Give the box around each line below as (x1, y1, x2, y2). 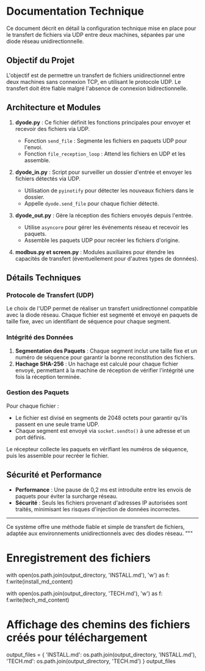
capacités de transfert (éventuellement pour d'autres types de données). (15, 255, 199, 262)
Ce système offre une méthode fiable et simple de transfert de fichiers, (6, 523, 185, 530)
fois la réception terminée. (15, 373, 81, 380)
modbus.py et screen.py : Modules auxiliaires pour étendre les (15, 248, 175, 255)
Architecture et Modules (6, 102, 101, 113)
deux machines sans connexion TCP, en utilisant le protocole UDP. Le (6, 78, 181, 85)
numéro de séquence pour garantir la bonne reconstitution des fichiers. (15, 353, 195, 361)
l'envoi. (24, 143, 43, 151)
